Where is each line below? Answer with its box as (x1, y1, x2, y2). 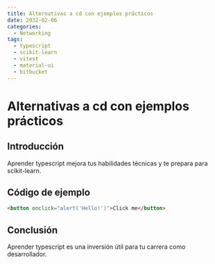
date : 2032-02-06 (7, 17, 58, 24)
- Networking (13, 29, 51, 37)
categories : (7, 23, 42, 30)
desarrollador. (7, 250, 47, 258)
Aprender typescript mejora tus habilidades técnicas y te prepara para (7, 159, 208, 167)
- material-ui (13, 62, 54, 69)
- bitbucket (13, 68, 49, 75)
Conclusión (7, 224, 58, 236)
